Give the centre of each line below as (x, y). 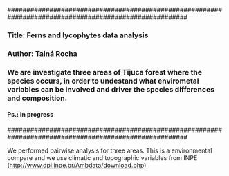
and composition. (37, 98)
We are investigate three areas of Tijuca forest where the (105, 72)
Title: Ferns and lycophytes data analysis (78, 35)
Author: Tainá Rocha (42, 53)
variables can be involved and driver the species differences (111, 89)
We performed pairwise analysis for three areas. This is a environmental (110, 150)
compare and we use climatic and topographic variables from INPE (102, 157)
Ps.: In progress (30, 115)
